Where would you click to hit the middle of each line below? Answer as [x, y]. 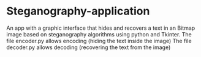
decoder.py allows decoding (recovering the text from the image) [89, 47]
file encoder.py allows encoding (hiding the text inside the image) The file [99, 41]
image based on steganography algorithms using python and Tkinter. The [99, 34]
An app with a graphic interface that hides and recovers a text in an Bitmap [101, 28]
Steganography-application [78, 11]
